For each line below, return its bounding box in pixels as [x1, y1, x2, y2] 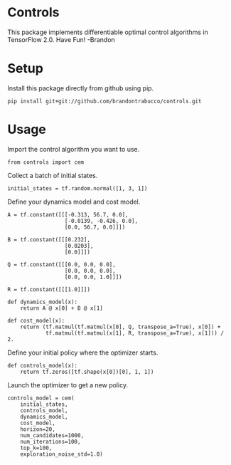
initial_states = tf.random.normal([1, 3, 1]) [7, 184, 148, 192]
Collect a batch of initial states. [7, 171, 98, 179]
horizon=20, [20, 425, 55, 433]
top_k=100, [20, 444, 53, 451]
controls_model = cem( [7, 395, 75, 402]
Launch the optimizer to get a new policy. [7, 380, 129, 389]
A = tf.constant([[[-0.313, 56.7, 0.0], [7, 211, 129, 218]
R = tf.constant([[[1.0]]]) [7, 286, 91, 293]
